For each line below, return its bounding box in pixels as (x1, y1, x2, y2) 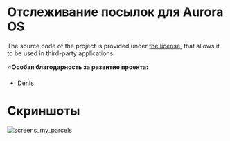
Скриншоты (7, 103, 80, 119)
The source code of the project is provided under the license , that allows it (7, 41, 220, 50)
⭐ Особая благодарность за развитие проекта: (7, 63, 149, 71)
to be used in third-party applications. (7, 49, 116, 57)
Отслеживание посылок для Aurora (7, 4, 224, 20)
